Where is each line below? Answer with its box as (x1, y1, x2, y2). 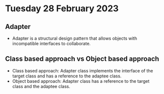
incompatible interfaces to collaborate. (12, 41, 91, 47)
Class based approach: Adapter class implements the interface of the (12, 68, 154, 73)
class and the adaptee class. (12, 83, 70, 89)
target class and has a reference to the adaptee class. (12, 73, 122, 79)
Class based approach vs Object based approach (5, 55, 159, 63)
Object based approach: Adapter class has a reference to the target (12, 78, 150, 84)
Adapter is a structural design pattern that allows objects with (12, 35, 137, 41)
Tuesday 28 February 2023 (5, 3, 119, 14)
